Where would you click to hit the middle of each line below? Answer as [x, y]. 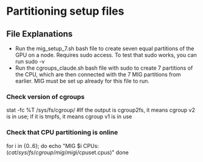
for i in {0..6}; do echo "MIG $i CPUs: [53, 145]
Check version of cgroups [45, 97]
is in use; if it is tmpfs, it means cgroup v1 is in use [69, 117]
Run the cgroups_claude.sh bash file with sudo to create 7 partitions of [104, 68]
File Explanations [40, 34]
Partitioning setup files [65, 11]
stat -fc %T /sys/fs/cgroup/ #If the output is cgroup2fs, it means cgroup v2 [101, 110]
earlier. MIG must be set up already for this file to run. [82, 81]
